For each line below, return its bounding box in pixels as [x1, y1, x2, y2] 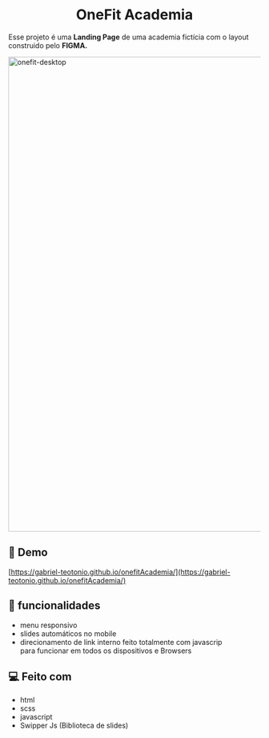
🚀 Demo [8, 545, 48, 559]
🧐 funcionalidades [8, 599, 101, 613]
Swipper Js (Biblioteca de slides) [19, 720, 129, 731]
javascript [19, 712, 53, 722]
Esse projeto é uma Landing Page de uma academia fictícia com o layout [8, 32, 250, 42]
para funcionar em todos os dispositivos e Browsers [19, 646, 192, 655]
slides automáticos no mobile [19, 628, 117, 639]
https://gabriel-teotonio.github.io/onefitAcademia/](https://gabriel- [10, 567, 231, 577]
